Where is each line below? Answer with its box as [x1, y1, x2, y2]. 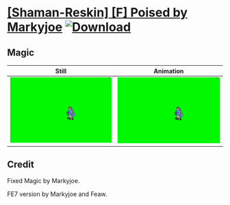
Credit [7, 158, 34, 170]
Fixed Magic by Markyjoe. [7, 177, 80, 185]
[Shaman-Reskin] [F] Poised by [7, 5, 188, 21]
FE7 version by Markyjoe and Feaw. [7, 190, 107, 198]
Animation [153, 67, 184, 75]
